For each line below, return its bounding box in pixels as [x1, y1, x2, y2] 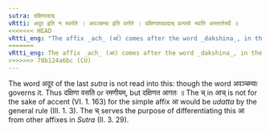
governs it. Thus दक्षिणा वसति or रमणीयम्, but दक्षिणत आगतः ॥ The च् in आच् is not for [8, 88, 258, 97]
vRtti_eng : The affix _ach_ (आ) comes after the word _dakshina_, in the [8, 49, 263, 57]
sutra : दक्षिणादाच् [8, 11, 55, 20]
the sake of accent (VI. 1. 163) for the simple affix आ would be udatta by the [8, 96, 257, 106]
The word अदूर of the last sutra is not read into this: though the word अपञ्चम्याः [8, 78, 259, 88]
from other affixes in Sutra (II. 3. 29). [8, 114, 129, 125]
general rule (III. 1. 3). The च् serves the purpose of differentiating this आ [8, 105, 245, 115]
